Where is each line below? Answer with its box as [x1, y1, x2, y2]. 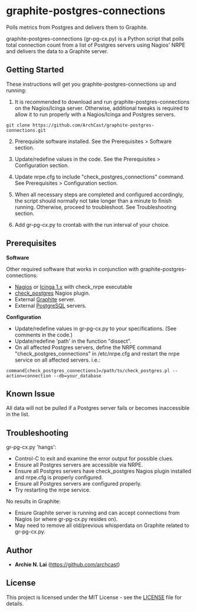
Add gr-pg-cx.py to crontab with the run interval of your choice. [14, 221, 170, 228]
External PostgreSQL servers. [14, 302, 87, 309]
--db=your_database [53, 373, 101, 379]
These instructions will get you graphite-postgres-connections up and [6, 80, 177, 87]
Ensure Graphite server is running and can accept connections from [14, 509, 180, 516]
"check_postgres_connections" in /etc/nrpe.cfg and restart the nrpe [14, 350, 180, 357]
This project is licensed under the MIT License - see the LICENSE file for [6, 594, 182, 601]
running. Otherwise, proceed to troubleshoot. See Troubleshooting [14, 203, 177, 210]
